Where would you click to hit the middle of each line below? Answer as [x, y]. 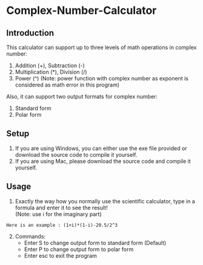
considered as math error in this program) [67, 85]
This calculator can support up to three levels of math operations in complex [101, 47]
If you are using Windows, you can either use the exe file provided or [101, 148]
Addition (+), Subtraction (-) [50, 65]
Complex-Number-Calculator [82, 11]
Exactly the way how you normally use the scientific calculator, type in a [105, 201]
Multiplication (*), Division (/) [51, 72]
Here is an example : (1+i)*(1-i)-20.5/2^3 [62, 225]
